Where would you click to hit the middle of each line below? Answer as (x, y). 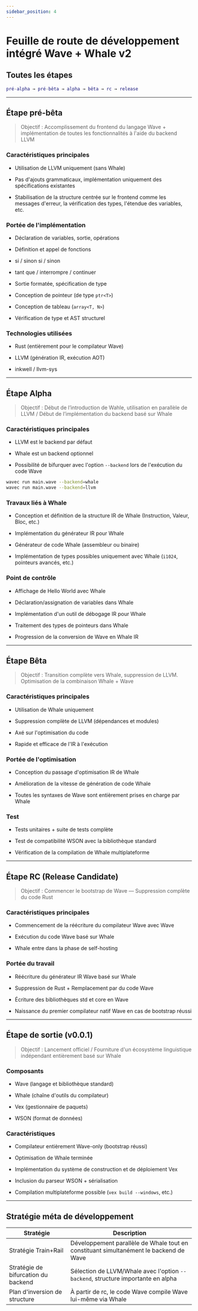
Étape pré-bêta (34, 113)
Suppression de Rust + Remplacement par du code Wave (84, 988)
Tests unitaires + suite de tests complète (64, 829)
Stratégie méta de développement (70, 1216)
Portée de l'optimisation (41, 759)
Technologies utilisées (39, 333)
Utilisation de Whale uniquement (54, 709)
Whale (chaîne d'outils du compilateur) (62, 1095)
